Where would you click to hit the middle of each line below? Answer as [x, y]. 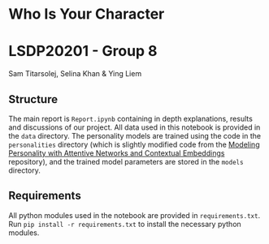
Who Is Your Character [87, 14]
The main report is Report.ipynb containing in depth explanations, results [131, 118]
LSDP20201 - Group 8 [83, 51]
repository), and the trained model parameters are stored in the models [126, 161]
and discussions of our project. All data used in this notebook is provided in [134, 127]
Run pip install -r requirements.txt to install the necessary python [125, 224]
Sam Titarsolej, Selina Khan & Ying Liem [75, 74]
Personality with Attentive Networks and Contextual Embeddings [117, 153]
